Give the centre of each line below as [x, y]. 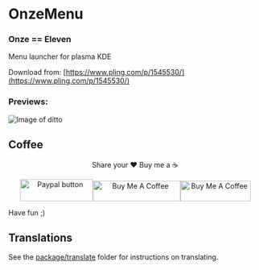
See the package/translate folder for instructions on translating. [113, 257]
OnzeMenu [46, 14]
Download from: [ [37, 73]
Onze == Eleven [40, 39]
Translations [41, 237]
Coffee [26, 145]
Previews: [28, 102]
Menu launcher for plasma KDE [60, 56]
